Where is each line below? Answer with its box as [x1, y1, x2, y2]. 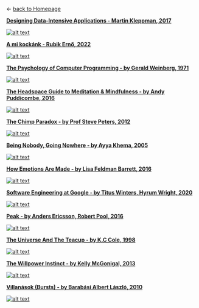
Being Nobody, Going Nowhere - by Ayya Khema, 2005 [6, 141, 148, 149]
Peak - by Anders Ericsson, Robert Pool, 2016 [6, 213, 124, 220]
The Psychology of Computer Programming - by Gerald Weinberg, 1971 [6, 64, 189, 71]
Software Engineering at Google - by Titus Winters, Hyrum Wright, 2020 [6, 189, 193, 196]
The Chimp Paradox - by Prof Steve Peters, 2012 [6, 118, 131, 125]
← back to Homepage [6, 5, 61, 12]
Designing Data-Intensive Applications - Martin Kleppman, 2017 [6, 17, 172, 24]
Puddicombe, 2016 [6, 95, 55, 101]
